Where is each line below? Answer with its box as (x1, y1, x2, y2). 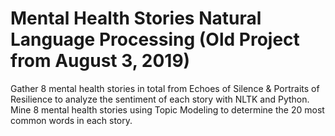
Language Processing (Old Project (10, 28, 300, 51)
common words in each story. (10, 114, 133, 126)
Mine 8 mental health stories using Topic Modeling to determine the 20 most (10, 103, 325, 116)
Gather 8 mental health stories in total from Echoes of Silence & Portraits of (10, 82, 320, 94)
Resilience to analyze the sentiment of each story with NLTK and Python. (10, 93, 310, 105)
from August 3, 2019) (10, 50, 191, 72)
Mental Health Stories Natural (10, 7, 262, 30)
